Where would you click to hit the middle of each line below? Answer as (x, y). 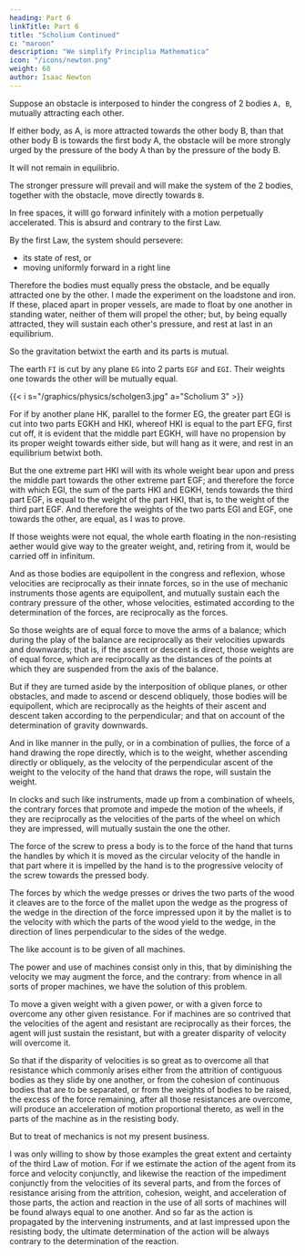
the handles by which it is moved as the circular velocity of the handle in (145, 856)
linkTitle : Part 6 (44, 26)
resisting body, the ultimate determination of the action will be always (140, 1231)
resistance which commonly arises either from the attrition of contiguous (146, 1070)
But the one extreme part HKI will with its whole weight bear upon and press (152, 470)
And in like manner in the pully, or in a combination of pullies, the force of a (150, 742)
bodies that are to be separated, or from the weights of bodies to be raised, (151, 1089)
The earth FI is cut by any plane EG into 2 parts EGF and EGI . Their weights (147, 368)
